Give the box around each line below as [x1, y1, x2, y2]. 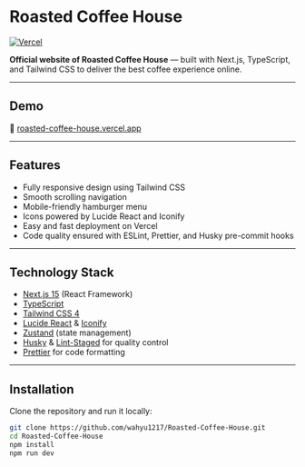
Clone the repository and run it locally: [9, 406, 152, 417]
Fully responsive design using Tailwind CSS [22, 182, 186, 193]
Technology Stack [9, 264, 114, 280]
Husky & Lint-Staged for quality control [22, 337, 169, 348]
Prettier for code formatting [22, 347, 125, 358]
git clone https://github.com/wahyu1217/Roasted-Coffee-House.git [9, 423, 266, 432]
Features [9, 157, 61, 174]
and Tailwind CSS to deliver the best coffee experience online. [9, 64, 242, 75]
